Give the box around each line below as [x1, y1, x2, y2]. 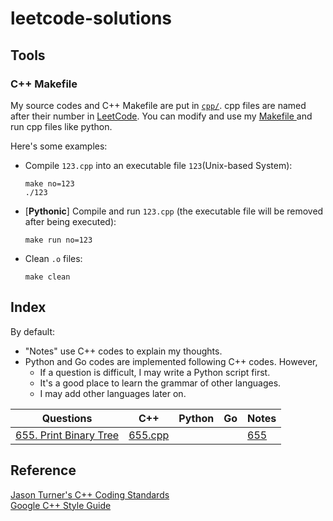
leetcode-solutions [10, 7, 173, 30]
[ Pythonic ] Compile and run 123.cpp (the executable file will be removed [24, 205, 324, 217]
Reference [10, 462, 77, 479]
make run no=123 [24, 235, 93, 245]
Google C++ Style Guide [10, 499, 112, 511]
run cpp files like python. [10, 120, 113, 132]
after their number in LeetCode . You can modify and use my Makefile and [10, 110, 313, 122]
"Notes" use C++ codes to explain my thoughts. [24, 345, 223, 357]
